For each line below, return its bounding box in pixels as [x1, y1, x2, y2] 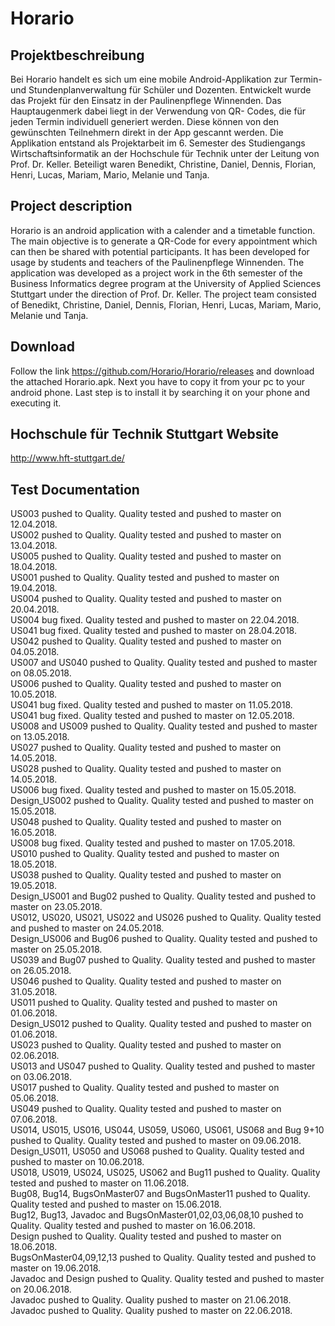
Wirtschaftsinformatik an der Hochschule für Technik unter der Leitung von [10, 148, 320, 159]
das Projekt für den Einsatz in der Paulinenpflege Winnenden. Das [10, 95, 282, 106]
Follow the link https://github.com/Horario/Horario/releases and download [10, 365, 315, 377]
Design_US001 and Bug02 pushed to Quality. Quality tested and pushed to [10, 890, 317, 902]
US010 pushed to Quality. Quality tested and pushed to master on [10, 848, 280, 860]
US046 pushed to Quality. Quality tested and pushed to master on [10, 975, 282, 987]
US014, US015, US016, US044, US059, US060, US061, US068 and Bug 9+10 [10, 1124, 325, 1136]
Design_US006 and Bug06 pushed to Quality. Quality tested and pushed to [10, 933, 318, 945]
